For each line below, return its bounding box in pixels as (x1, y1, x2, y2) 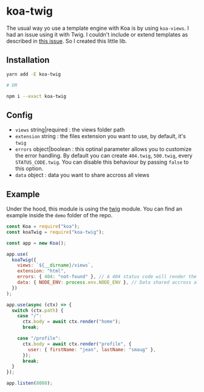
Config (6, 110, 33, 120)
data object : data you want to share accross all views (15, 172, 150, 179)
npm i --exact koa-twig (6, 93, 67, 99)
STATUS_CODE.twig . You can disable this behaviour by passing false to (15, 158, 189, 166)
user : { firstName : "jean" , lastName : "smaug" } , (28, 346, 156, 352)
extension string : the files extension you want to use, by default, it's (15, 133, 186, 140)
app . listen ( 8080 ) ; (6, 380, 53, 387)
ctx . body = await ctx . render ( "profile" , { (22, 341, 132, 347)
